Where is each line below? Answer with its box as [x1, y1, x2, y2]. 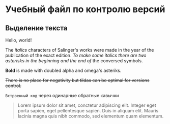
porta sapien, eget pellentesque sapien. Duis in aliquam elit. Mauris [17, 108, 159, 113]
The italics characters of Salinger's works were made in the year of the [5, 47, 154, 53]
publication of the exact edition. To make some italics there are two [5, 52, 147, 58]
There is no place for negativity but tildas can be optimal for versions [5, 77, 150, 83]
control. [5, 82, 22, 89]
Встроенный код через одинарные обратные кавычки [5, 93, 119, 98]
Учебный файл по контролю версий [5, 4, 165, 15]
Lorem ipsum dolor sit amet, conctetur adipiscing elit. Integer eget [17, 102, 156, 108]
